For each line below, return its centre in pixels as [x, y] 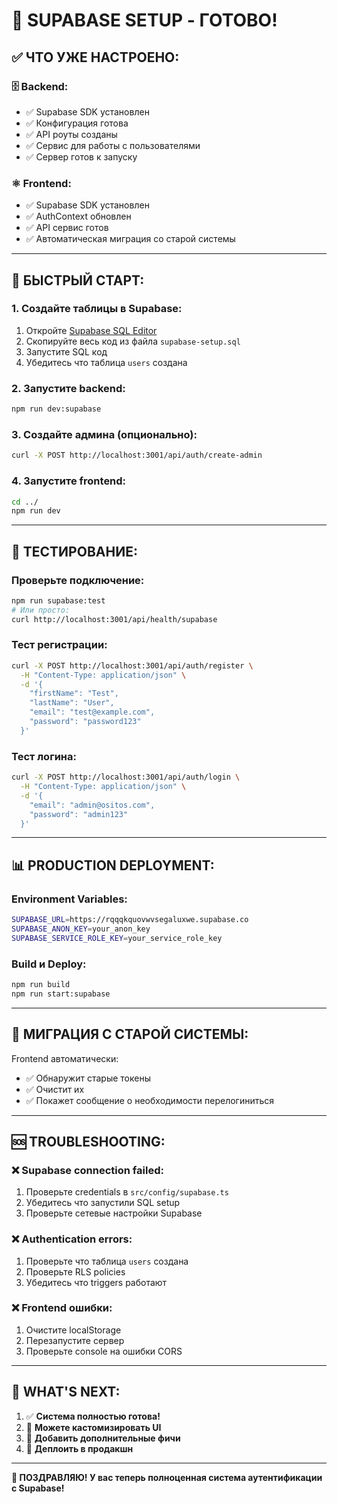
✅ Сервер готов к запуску [81, 156]
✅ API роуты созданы [71, 134]
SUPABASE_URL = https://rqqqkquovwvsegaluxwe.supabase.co [130, 920]
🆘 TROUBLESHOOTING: [88, 1141]
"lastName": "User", [72, 703]
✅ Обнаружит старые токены [88, 1078]
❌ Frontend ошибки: [62, 1308]
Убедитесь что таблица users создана [106, 362]
